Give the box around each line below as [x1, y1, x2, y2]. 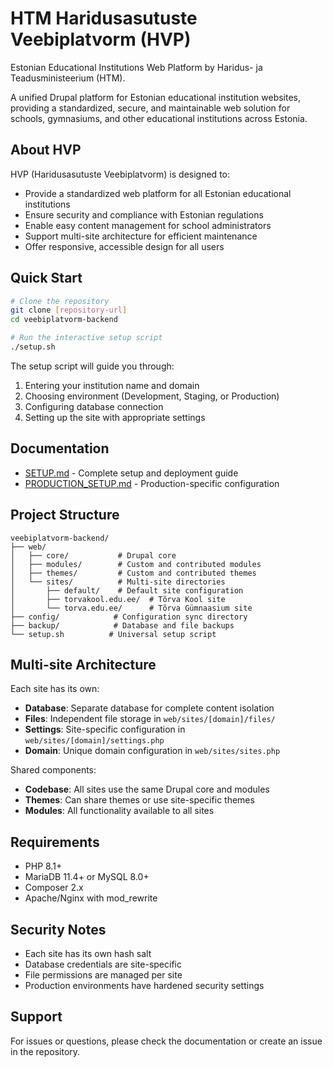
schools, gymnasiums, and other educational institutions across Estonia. [10, 112, 308, 124]
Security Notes [10, 921, 107, 938]
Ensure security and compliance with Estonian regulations [24, 208, 264, 221]
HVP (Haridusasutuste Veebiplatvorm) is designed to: [10, 168, 231, 180]
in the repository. [10, 1045, 81, 1057]
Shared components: [10, 764, 97, 776]
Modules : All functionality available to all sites [24, 805, 215, 817]
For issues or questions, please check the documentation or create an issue [10, 1035, 323, 1047]
